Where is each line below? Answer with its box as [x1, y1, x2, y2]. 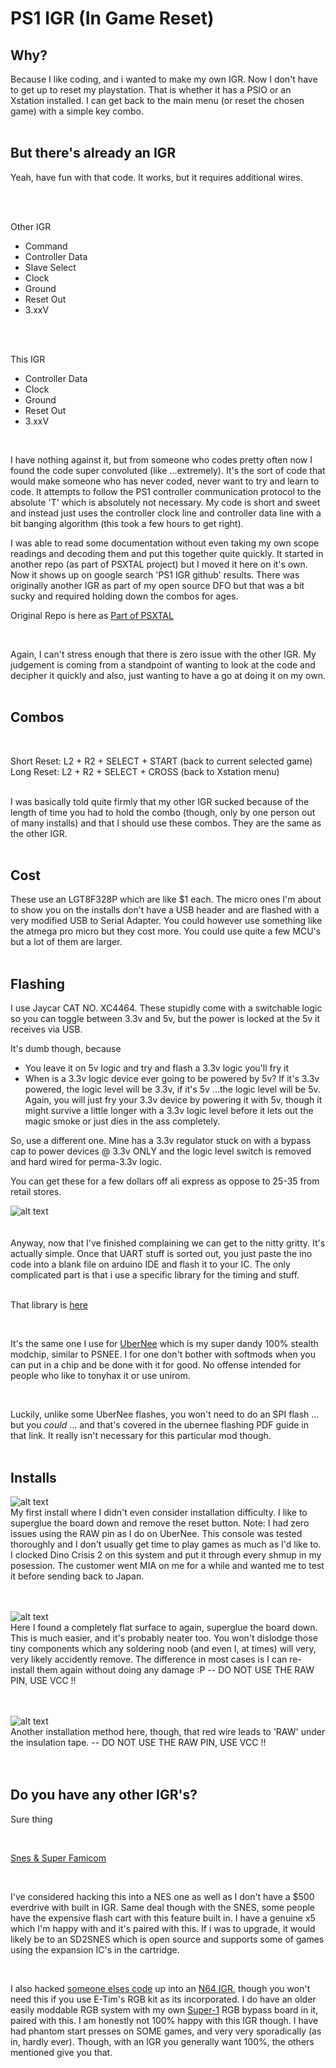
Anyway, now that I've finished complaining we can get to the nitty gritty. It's [10, 1237, 326, 1249]
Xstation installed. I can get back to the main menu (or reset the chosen [10, 95, 305, 106]
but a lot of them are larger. [10, 936, 123, 948]
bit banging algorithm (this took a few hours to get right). [10, 517, 244, 529]
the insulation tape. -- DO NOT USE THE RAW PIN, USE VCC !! [10, 1737, 267, 1749]
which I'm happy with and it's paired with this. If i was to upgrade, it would [10, 1922, 316, 1934]
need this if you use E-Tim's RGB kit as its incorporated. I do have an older [10, 1993, 317, 2005]
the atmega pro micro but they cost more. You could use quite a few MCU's [10, 925, 322, 937]
